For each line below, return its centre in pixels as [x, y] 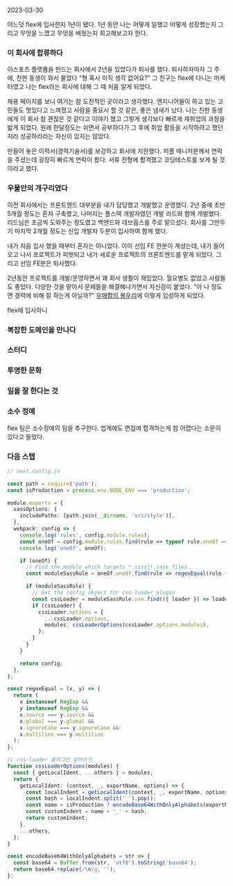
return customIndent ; [57, 818]
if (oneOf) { [38, 561]
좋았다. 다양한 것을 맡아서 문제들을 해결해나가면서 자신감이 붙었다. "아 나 [112, 286]
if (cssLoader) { [57, 606]
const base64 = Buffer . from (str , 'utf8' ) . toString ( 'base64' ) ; [105, 863]
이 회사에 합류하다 [35, 53]
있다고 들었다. [26, 436]
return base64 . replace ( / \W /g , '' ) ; [65, 869]
